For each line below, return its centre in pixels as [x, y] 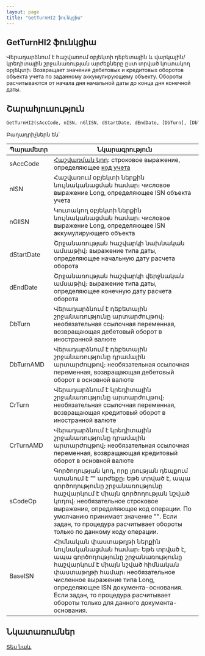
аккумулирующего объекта [95, 233]
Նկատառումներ [41, 632]
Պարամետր [29, 149]
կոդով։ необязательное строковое [106, 501]
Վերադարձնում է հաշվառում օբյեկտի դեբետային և [80, 57]
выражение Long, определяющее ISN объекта [123, 193]
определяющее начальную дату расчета [115, 258]
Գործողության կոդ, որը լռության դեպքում [121, 471]
